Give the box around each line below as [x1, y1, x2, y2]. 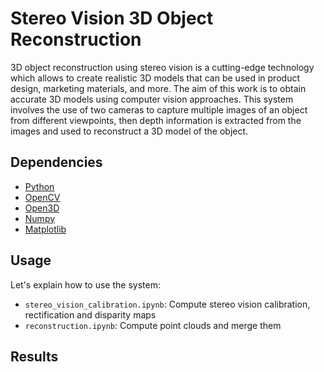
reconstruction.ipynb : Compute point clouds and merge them [24, 319, 282, 331]
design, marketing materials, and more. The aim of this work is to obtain [10, 82, 307, 94]
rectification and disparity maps [24, 308, 157, 321]
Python [24, 180, 55, 192]
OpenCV [24, 191, 61, 203]
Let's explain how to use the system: [10, 278, 161, 291]
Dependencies [10, 154, 103, 171]
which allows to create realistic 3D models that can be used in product [10, 72, 300, 84]
